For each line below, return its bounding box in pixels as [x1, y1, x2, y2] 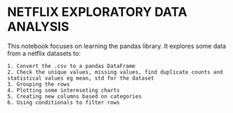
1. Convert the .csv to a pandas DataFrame [7, 62, 136, 69]
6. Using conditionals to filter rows [7, 98, 120, 106]
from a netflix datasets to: [7, 49, 81, 58]
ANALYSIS [7, 19, 70, 35]
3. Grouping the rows [7, 80, 70, 87]
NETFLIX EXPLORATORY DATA [7, 4, 188, 20]
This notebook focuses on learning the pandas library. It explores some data [7, 42, 227, 50]
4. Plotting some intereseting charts [7, 87, 120, 94]
